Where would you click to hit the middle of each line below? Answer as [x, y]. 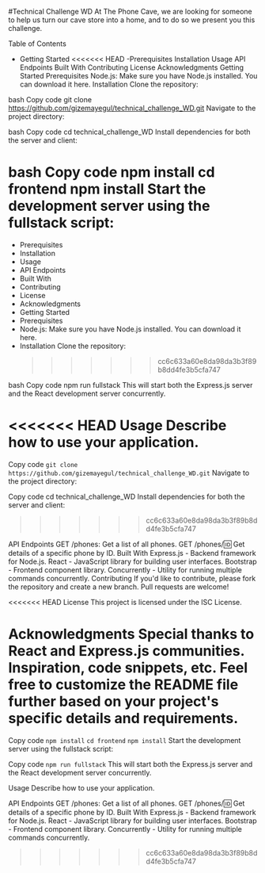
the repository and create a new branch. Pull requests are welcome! [119, 587]
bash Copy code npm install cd [112, 172]
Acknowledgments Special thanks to [131, 634]
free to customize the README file [123, 685]
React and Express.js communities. [127, 651]
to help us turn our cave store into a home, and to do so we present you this [132, 20]
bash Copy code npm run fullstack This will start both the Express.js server [131, 385]
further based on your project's [114, 702]
